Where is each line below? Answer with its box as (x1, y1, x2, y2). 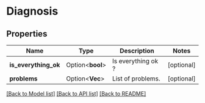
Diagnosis (6, 4, 59, 18)
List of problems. (112, 74, 160, 83)
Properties (6, 29, 48, 39)
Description (120, 47, 154, 55)
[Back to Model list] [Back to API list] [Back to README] (6, 90, 146, 97)
